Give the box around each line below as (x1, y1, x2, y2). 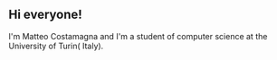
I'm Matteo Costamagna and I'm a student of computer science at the (8, 30, 268, 41)
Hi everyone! (8, 7, 82, 22)
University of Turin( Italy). (8, 40, 104, 51)
